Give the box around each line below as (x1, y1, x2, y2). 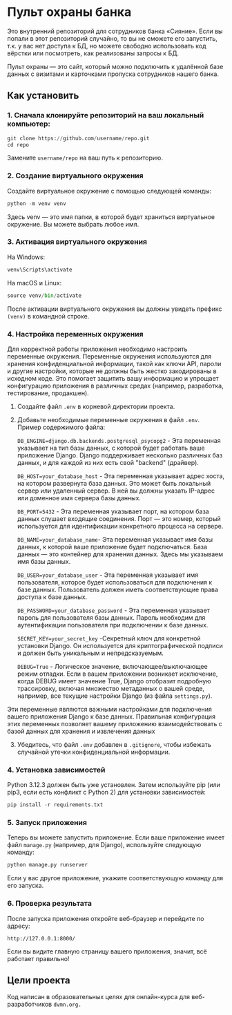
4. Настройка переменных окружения (7, 329, 144, 339)
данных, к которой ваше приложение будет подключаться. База (17, 542, 208, 551)
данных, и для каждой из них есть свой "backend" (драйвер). (17, 458, 199, 466)
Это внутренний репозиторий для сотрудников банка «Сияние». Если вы (7, 27, 223, 35)
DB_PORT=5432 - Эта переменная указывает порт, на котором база (17, 507, 209, 515)
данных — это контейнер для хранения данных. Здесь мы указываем (17, 550, 223, 558)
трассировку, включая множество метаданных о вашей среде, (17, 684, 205, 692)
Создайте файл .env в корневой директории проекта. (17, 402, 175, 410)
